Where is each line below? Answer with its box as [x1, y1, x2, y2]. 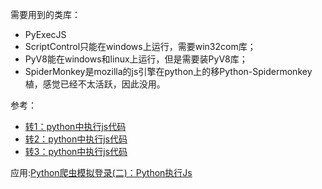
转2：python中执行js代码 [24, 133, 128, 145]
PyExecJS [24, 29, 67, 40]
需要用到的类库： [10, 9, 81, 20]
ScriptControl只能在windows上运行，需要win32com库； [24, 41, 257, 52]
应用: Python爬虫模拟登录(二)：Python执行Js [10, 167, 193, 178]
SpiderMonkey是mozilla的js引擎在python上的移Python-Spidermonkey [24, 66, 313, 77]
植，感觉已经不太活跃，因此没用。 [24, 78, 166, 90]
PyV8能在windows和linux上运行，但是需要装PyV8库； [24, 53, 248, 65]
